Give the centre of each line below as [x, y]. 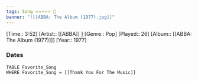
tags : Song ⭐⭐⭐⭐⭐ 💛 [31, 11]
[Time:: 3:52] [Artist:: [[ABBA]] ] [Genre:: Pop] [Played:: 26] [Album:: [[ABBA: [99, 33]
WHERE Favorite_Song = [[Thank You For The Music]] [71, 72]
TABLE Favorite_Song [32, 67]
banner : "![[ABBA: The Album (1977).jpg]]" [61, 17]
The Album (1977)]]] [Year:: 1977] [46, 40]
